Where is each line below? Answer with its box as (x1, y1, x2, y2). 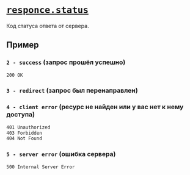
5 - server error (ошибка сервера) (6, 150, 116, 159)
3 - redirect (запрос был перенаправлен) (6, 87, 139, 95)
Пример (6, 40, 39, 50)
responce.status (6, 4, 89, 16)
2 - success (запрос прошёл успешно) (6, 58, 126, 66)
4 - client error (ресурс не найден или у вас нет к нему (6, 102, 184, 111)
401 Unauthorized (6, 124, 51, 130)
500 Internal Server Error (6, 163, 75, 170)
